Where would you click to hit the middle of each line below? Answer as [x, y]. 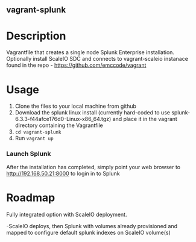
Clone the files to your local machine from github [76, 106]
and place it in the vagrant [145, 119]
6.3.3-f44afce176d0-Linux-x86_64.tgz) [63, 119]
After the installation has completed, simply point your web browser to [93, 167]
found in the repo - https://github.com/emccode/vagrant [76, 65]
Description [36, 36]
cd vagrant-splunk [38, 132]
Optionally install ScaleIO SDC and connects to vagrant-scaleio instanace [97, 59]
